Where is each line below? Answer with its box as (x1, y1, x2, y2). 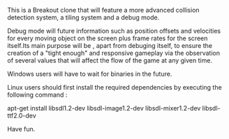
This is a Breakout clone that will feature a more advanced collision (7, 6, 200, 14)
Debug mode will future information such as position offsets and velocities (7, 27, 221, 35)
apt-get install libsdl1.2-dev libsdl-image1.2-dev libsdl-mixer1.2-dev (7, 104, 201, 112)
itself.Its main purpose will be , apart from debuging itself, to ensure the (7, 42, 213, 49)
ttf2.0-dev (7, 111, 36, 120)
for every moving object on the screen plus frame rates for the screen (7, 34, 208, 42)
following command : (7, 90, 68, 99)
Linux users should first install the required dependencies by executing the (7, 83, 222, 91)
